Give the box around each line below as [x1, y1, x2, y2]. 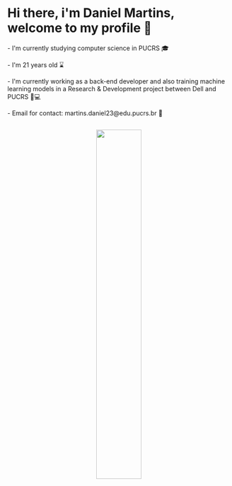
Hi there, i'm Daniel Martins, [7, 5, 175, 21]
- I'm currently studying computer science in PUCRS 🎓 [7, 44, 170, 52]
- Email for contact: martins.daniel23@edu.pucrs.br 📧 [7, 108, 163, 117]
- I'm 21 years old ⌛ [7, 60, 64, 69]
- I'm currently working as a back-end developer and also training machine [7, 76, 225, 86]
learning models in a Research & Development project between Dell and [7, 84, 217, 93]
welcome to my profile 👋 [7, 20, 152, 36]
